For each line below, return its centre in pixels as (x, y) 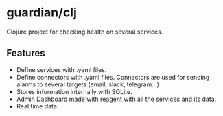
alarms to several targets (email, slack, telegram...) (87, 84)
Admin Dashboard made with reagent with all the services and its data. (116, 99)
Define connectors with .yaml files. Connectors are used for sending (113, 77)
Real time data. (37, 106)
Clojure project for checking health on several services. (85, 32)
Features (26, 53)
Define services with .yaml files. (61, 69)
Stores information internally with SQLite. (74, 91)
